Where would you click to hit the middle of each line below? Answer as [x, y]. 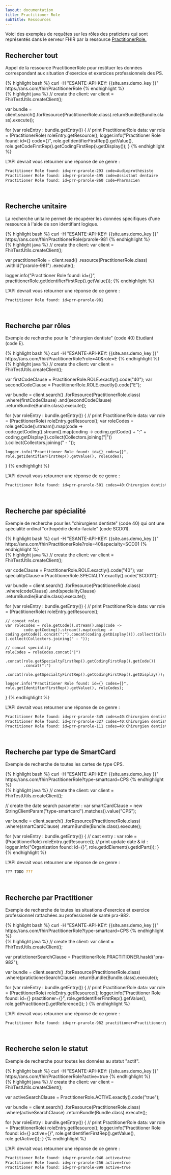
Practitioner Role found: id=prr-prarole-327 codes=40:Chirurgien [77, 721]
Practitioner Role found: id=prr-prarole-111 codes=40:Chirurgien [77, 726]
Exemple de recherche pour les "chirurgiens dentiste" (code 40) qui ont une [85, 523]
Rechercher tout [32, 55]
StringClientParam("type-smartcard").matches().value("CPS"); [71, 811]
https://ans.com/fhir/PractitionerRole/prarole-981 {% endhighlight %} [78, 239]
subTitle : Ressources [28, 19]
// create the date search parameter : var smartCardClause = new [74, 806]
